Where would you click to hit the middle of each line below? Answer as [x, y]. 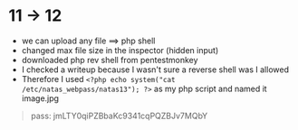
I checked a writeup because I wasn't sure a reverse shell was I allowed [155, 70]
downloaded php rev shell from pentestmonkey [110, 60]
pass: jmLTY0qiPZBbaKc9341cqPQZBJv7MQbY [119, 116]
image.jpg [40, 98]
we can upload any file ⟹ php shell [88, 41]
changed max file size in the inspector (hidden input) [120, 50]
